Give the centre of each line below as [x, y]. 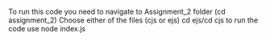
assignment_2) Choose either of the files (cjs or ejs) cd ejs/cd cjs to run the [133, 20]
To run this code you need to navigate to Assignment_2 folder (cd [117, 12]
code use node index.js [47, 29]
